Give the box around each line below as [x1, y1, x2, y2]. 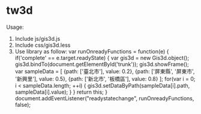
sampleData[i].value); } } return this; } [14, 88, 108, 95]
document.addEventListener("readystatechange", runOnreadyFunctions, [14, 94, 194, 102]
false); [14, 101, 31, 108]
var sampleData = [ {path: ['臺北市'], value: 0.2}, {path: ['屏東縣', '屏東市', [14, 67, 195, 75]
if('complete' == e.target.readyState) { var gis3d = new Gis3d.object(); [14, 54, 190, 61]
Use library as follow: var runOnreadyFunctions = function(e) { [14, 47, 169, 55]
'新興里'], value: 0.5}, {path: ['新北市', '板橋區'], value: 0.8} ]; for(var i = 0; [14, 75, 196, 82]
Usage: [6, 23, 24, 31]
